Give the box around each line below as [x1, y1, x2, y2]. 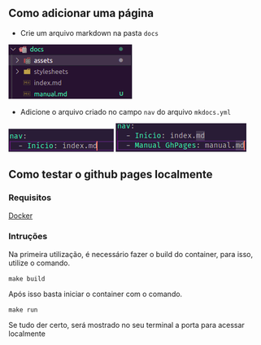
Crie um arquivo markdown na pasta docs [20, 28, 159, 37]
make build [8, 274, 46, 283]
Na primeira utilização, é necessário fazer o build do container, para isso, [8, 249, 254, 259]
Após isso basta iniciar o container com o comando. [8, 289, 183, 299]
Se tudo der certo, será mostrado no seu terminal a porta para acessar [8, 320, 246, 330]
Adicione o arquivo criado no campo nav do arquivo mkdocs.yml [20, 107, 232, 116]
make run [8, 305, 38, 314]
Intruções [8, 231, 48, 242]
